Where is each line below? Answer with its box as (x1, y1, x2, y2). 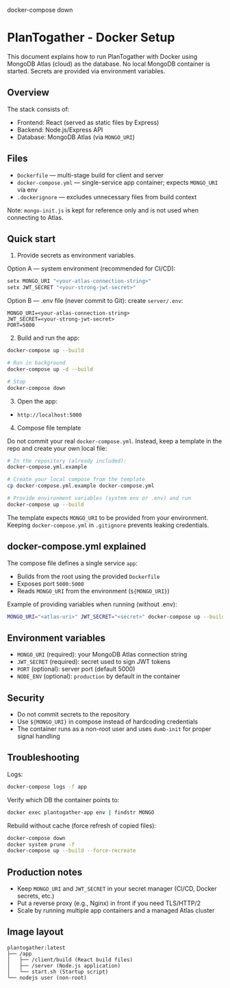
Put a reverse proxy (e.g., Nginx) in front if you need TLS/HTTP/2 (16, 899, 201, 907)
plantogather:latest (7, 944, 66, 951)
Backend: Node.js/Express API (16, 125, 103, 134)
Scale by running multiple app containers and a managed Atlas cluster (16, 906, 215, 915)
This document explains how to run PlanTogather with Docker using (7, 52, 198, 60)
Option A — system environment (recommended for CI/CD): (7, 264, 176, 273)
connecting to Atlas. (7, 213, 64, 221)
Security (7, 692, 44, 704)
